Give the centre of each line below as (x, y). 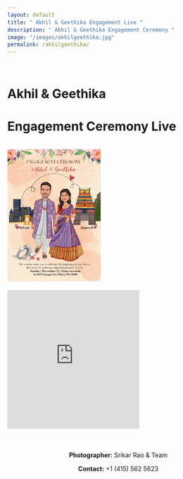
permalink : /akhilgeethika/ (49, 45)
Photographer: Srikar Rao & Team (118, 455)
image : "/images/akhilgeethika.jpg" (61, 37)
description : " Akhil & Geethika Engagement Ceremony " (91, 30)
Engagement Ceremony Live (92, 126)
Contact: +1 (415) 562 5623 (118, 469)
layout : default (31, 15)
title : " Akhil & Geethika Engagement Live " (75, 22)
